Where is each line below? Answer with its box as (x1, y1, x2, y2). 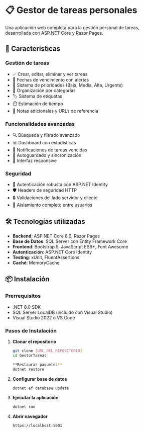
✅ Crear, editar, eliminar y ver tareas (12, 71, 88, 77)
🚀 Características (5, 44, 61, 53)
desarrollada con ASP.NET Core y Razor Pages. (5, 30, 104, 36)
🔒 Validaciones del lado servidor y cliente (12, 195, 98, 201)
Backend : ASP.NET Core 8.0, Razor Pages (12, 233, 100, 239)
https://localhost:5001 (12, 423, 63, 428)
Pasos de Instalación (5, 327, 57, 334)
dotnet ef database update (12, 386, 69, 391)
